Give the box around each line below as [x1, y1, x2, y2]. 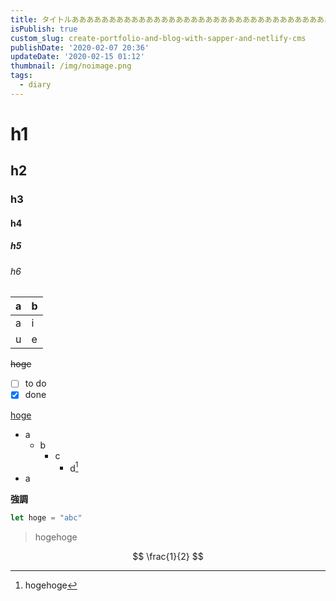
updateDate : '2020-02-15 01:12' [10, 52, 145, 62]
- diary [19, 80, 52, 90]
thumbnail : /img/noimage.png [10, 61, 132, 71]
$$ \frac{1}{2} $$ [132, 551, 204, 563]
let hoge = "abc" [10, 513, 83, 523]
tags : [10, 71, 33, 81]
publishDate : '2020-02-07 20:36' [10, 42, 150, 53]
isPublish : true [10, 24, 78, 34]
